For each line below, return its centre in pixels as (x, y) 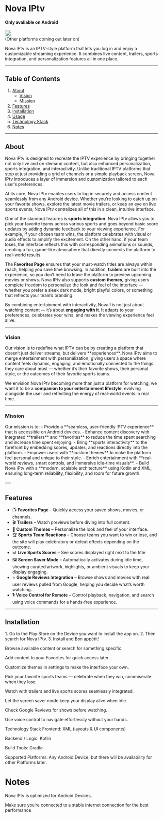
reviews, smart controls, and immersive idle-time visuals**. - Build (83, 463)
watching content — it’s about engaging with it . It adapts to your (70, 310)
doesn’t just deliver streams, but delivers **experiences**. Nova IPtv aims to (81, 353)
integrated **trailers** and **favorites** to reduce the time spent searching (81, 437)
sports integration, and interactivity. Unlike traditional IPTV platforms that (78, 169)
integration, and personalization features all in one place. (62, 59)
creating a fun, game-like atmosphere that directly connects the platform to (80, 250)
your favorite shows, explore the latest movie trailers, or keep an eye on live (81, 204)
